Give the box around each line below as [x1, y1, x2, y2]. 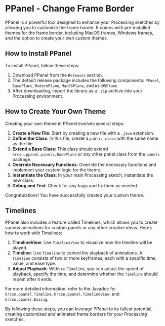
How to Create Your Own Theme [5, 107, 106, 116]
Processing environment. [12, 93, 63, 99]
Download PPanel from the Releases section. [12, 72, 103, 78]
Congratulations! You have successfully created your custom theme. [5, 192, 145, 198]
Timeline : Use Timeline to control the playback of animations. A [12, 250, 143, 256]
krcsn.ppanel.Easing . [5, 296, 49, 302]
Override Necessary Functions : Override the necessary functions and [12, 162, 157, 167]
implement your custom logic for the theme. [12, 166, 102, 173]
